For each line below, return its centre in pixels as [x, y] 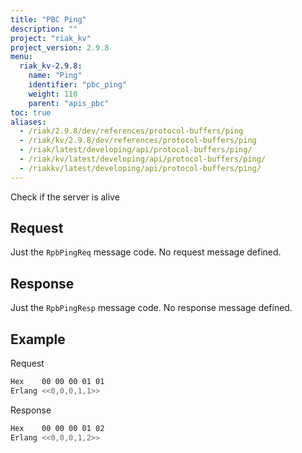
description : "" [44, 29]
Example [38, 339]
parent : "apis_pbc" [69, 103]
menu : [21, 57]
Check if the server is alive [65, 197]
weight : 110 [53, 94]
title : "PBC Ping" [48, 19]
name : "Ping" [55, 76]
